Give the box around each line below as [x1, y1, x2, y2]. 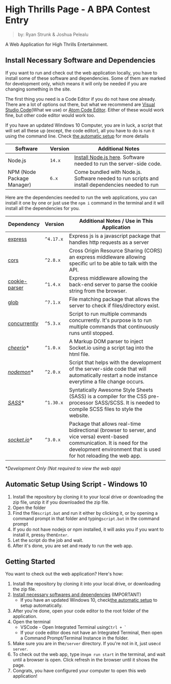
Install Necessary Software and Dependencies [5, 56, 156, 65]
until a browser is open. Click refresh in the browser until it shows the [12, 657, 158, 663]
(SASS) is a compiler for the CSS [69, 393, 147, 400]
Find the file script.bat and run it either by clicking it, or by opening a [12, 510, 158, 516]
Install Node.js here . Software [74, 153, 145, 161]
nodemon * [8, 368, 34, 375]
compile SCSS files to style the [69, 405, 142, 413]
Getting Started [5, 557, 55, 566]
